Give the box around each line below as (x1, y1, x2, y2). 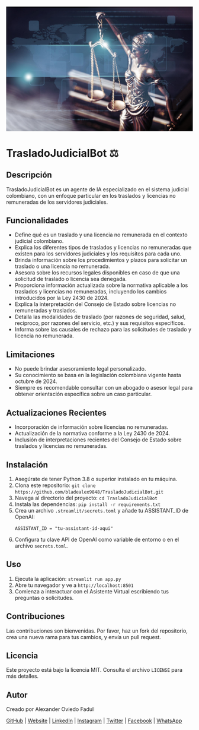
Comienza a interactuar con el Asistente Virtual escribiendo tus (14, 587, 169, 595)
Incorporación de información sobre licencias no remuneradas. (14, 424, 169, 431)
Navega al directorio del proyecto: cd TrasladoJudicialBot (14, 494, 158, 501)
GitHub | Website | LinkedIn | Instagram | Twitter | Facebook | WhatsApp (6, 717, 182, 725)
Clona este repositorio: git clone (14, 482, 96, 489)
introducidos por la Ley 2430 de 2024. (14, 295, 109, 302)
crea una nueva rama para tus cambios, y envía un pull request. (6, 633, 161, 640)
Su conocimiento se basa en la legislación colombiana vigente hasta (14, 372, 182, 379)
